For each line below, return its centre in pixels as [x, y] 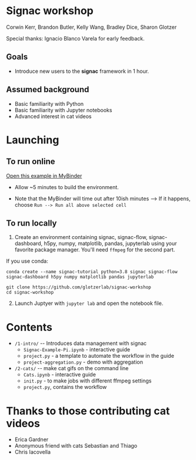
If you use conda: [27, 261]
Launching [33, 140]
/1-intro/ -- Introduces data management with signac [81, 343]
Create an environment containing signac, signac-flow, [81, 237]
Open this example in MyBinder [44, 176]
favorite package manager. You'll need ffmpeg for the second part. [95, 250]
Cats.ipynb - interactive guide [59, 375]
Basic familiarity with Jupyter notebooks [63, 110]
